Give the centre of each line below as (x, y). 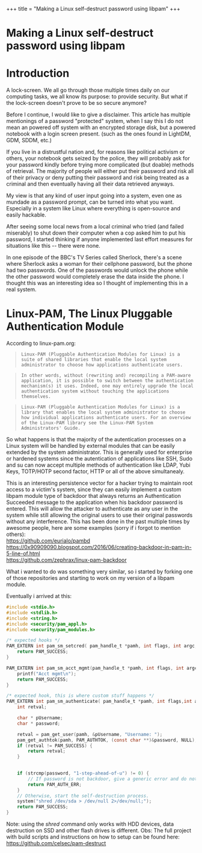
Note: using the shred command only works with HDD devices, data (90, 824)
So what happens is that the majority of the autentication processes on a (96, 439)
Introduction (38, 73)
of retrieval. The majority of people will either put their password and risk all (100, 171)
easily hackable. (26, 215)
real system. (22, 289)
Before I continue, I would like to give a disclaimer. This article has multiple (98, 115)
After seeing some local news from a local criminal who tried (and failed (95, 227)
